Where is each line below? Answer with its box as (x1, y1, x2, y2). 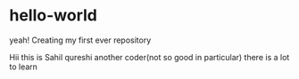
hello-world (9, 5, 98, 26)
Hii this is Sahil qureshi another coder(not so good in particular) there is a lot (9, 51, 290, 62)
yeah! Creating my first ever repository (9, 35, 152, 45)
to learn (9, 61, 38, 72)
